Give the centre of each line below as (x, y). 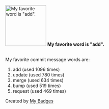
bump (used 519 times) (37, 86)
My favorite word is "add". (76, 44)
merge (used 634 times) (38, 80)
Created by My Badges (29, 101)
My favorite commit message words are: (48, 60)
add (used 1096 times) (36, 69)
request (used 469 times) (39, 91)
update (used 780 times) (38, 75)
